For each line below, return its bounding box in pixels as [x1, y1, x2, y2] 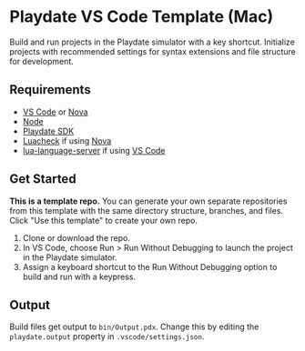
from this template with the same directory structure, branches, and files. [9, 205, 284, 216]
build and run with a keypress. [22, 271, 137, 282]
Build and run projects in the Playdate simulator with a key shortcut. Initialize [9, 36, 296, 47]
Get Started [9, 171, 76, 187]
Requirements [9, 82, 91, 97]
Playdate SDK [22, 125, 75, 136]
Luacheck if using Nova [22, 135, 112, 146]
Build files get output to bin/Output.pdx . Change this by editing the [9, 321, 259, 333]
